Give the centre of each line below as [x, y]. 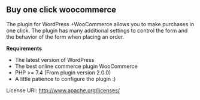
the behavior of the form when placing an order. [65, 37]
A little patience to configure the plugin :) [65, 79]
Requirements [24, 48]
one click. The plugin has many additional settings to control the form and [97, 30]
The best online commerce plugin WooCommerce [76, 66]
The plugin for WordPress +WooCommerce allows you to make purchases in [100, 24]
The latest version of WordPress [54, 60]
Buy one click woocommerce [61, 10]
